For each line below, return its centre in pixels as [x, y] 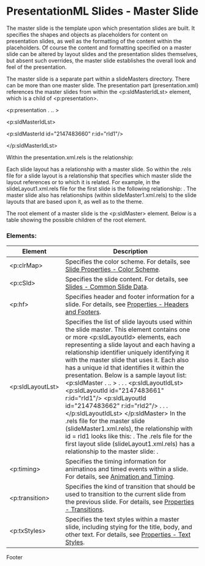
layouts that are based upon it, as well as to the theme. [75, 201]
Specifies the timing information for [116, 462]
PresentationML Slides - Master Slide [103, 11]
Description [131, 251]
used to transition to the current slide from [125, 494]
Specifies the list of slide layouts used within [128, 322]
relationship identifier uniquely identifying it [127, 353]
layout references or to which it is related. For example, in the [83, 182]
